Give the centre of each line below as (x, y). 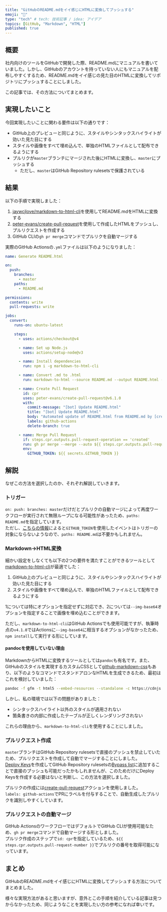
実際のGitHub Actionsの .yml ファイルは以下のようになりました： (71, 247)
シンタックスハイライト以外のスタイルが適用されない (67, 709)
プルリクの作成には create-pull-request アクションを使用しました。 (73, 788)
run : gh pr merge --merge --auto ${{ (62, 444)
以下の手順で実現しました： (34, 201)
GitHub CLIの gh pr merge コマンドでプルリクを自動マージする (75, 236)
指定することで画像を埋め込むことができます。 (75, 613)
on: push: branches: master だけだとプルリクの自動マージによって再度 (78, 509)
